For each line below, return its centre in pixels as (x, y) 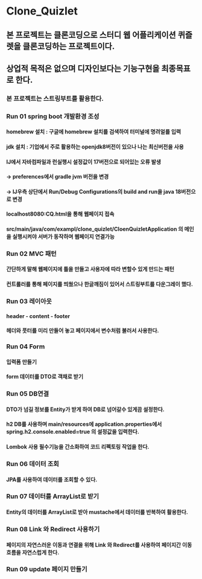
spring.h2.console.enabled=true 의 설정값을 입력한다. (73, 432)
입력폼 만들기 (22, 362)
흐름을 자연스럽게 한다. (33, 552)
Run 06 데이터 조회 (33, 464)
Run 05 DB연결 (28, 394)
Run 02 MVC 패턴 (32, 254)
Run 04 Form (26, 347)
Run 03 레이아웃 (29, 301)
